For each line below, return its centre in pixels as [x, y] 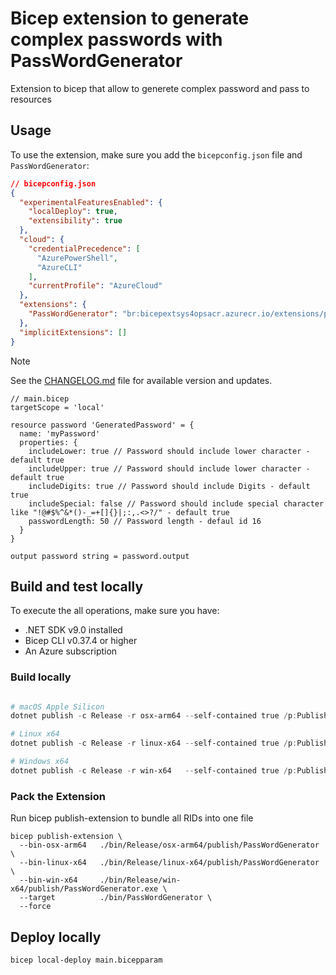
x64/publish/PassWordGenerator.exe [84, 889]
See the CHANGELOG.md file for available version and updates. [141, 380]
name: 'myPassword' [60, 433]
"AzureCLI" [59, 267]
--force [35, 907]
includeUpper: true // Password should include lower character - [169, 468]
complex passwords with [116, 39]
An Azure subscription [71, 651]
